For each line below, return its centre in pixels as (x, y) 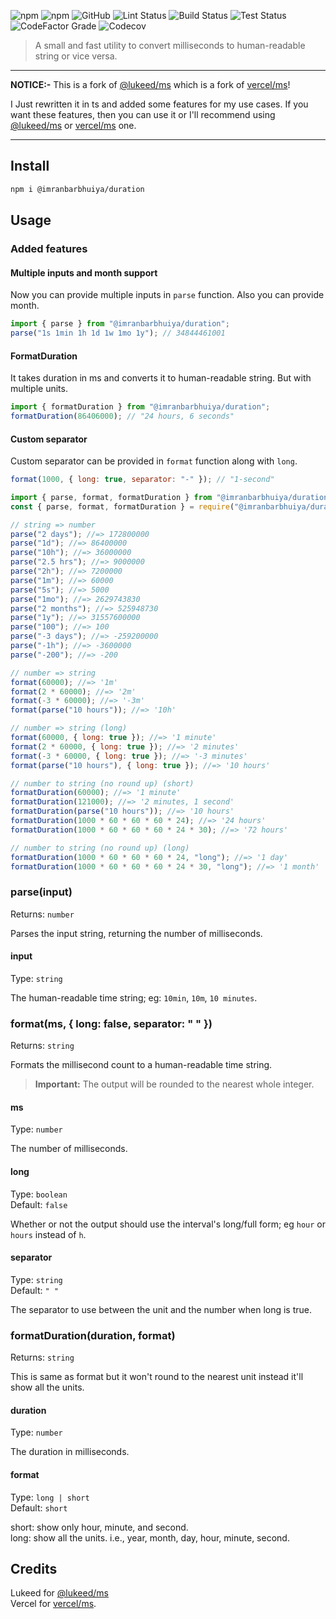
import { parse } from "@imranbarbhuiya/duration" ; (120, 324)
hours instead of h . (48, 1234)
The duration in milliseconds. (70, 1452)
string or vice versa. (76, 56)
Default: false (39, 1204)
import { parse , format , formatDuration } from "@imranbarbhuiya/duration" (171, 497)
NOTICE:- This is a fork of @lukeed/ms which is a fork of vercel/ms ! (150, 84)
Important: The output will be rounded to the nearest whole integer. (174, 1084)
